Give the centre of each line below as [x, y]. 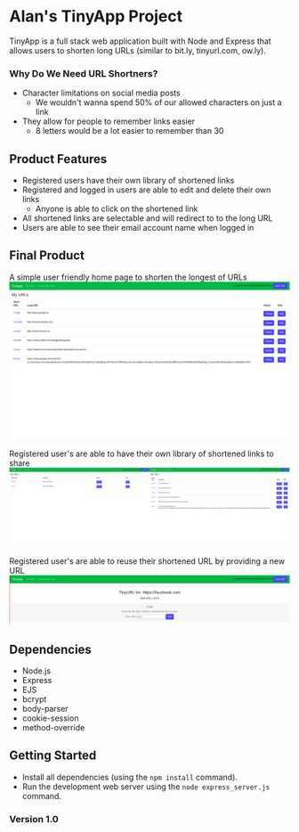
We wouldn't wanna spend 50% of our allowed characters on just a [158, 102]
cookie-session [50, 718]
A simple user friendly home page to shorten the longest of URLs [128, 277]
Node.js [36, 671]
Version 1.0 [34, 819]
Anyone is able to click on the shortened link [117, 209]
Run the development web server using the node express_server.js [146, 787]
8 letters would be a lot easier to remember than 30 [129, 131]
